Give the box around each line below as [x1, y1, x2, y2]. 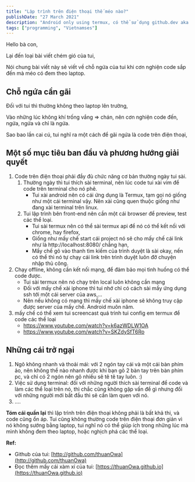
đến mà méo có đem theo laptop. [6, 70, 86, 77]
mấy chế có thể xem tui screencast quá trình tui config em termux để [14, 309, 180, 316]
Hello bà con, [6, 41, 38, 48]
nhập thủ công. [31, 260, 69, 267]
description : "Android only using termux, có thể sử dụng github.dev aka [6, 19, 189, 25]
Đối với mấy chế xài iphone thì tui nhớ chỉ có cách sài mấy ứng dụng [23, 284, 187, 291]
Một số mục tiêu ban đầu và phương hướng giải [6, 148, 179, 158]
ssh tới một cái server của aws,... [23, 291, 103, 298]
